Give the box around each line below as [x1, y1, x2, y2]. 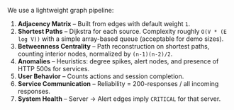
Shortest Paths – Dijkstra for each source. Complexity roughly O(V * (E [17, 28, 227, 35]
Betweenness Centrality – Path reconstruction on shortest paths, [17, 42, 210, 50]
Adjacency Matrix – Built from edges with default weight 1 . [17, 20, 191, 28]
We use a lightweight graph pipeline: [7, 6, 114, 14]
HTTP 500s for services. [17, 65, 90, 73]
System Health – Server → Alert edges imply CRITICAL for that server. [17, 94, 221, 103]
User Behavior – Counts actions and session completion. [17, 72, 184, 80]
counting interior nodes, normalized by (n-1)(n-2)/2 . [17, 49, 173, 58]
